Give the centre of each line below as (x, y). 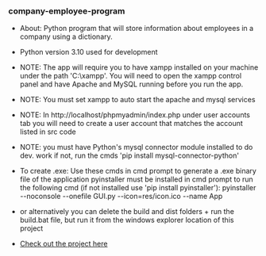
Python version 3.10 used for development (89, 52)
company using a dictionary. (66, 36)
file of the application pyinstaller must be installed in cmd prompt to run (137, 179)
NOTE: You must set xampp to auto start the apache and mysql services (137, 100)
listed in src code (48, 132)
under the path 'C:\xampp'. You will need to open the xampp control (131, 76)
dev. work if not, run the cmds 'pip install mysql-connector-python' (129, 155)
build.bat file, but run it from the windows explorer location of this (127, 220)
